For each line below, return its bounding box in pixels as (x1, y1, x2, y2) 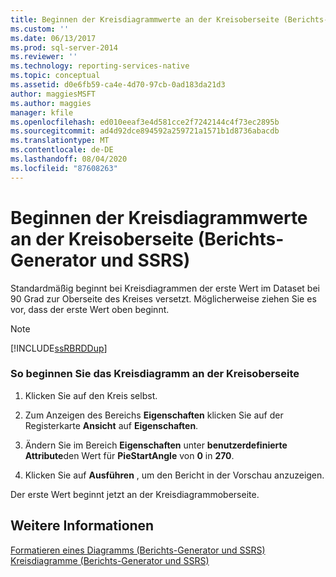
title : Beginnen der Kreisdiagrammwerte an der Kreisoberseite (10, 14, 280, 25)
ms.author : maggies (10, 98, 92, 108)
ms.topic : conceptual (10, 71, 101, 81)
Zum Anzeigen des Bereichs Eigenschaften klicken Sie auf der (24, 409, 284, 421)
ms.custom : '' (10, 24, 70, 34)
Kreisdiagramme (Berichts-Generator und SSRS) (10, 554, 210, 566)
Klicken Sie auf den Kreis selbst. (24, 389, 158, 401)
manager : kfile (10, 107, 74, 118)
